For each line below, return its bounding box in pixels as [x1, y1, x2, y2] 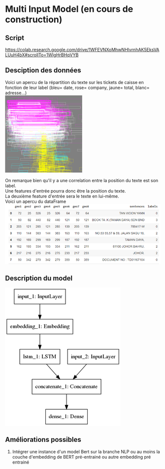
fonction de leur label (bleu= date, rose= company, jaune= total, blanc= [5, 84, 150, 90]
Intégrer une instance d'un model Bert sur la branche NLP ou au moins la [12, 448, 160, 455]
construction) [5, 14, 63, 25]
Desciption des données [5, 66, 81, 75]
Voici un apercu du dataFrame [5, 198, 66, 204]
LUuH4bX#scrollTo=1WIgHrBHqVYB [5, 52, 79, 58]
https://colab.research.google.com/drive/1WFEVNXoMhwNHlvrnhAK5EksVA [5, 47, 160, 52]
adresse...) [5, 90, 27, 96]
